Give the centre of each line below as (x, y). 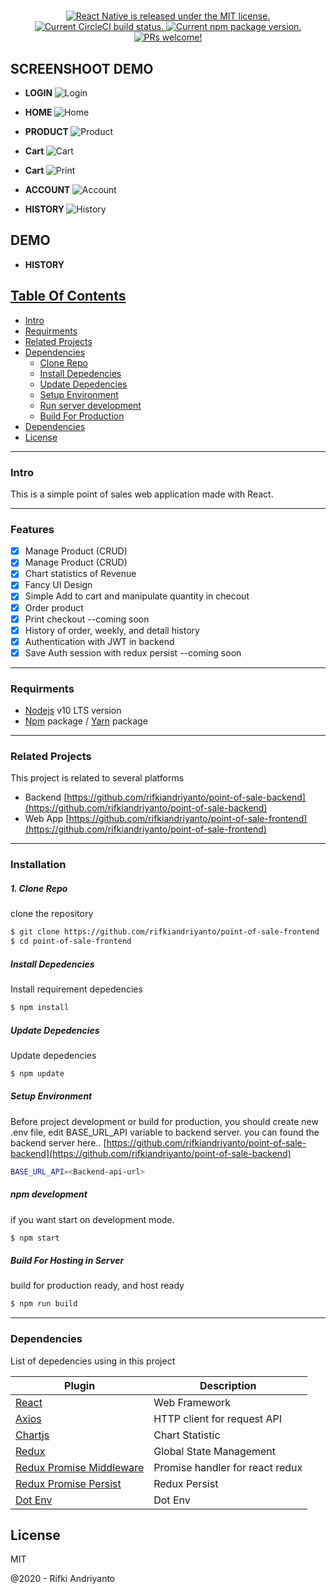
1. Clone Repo (39, 888)
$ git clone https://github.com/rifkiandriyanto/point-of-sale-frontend (165, 932)
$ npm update (37, 1073)
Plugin (80, 1385)
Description (228, 1385)
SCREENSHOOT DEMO (82, 68)
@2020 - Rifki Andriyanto (63, 1579)
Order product (54, 607)
